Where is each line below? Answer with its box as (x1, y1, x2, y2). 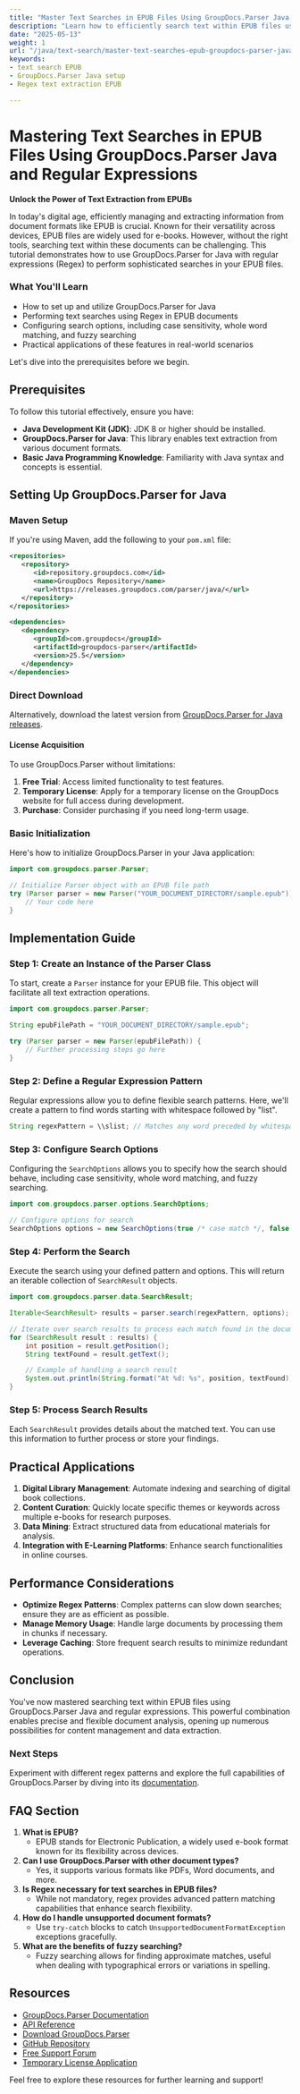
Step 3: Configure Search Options (9, 1142, 159, 1155)
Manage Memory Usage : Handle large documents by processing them (21, 1618, 283, 1629)
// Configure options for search (9, 1216, 134, 1225)
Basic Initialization (9, 827, 91, 840)
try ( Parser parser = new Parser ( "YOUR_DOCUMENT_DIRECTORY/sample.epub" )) (9, 889, 294, 899)
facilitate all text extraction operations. (9, 988, 150, 998)
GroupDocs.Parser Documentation (21, 2009, 149, 2020)
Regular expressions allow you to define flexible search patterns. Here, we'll (9, 1095, 288, 1106)
